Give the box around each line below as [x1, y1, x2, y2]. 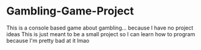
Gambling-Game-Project [6, 4, 134, 18]
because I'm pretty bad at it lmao [6, 37, 90, 44]
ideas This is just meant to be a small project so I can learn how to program [6, 30, 196, 37]
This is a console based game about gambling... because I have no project [6, 24, 194, 31]
